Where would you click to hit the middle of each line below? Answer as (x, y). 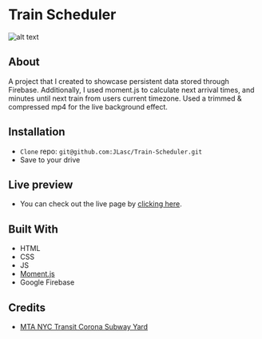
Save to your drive (50, 160)
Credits (27, 307)
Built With (33, 229)
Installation (37, 132)
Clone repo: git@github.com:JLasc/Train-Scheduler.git (111, 151)
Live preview (41, 184)
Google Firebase (47, 282)
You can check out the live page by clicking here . (101, 204)
